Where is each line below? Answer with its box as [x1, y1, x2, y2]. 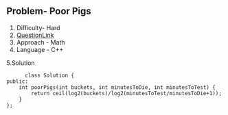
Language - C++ [16, 45, 64, 53]
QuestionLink [16, 31, 54, 39]
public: [6, 78, 29, 85]
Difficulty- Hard [16, 23, 60, 31]
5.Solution [6, 58, 35, 67]
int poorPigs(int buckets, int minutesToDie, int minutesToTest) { [19, 84, 216, 91]
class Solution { [24, 72, 75, 79]
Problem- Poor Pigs [6, 5, 91, 17]
